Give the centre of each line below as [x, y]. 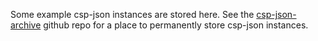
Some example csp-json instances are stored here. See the [132, 14]
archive [26, 25]
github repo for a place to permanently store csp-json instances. [176, 25]
